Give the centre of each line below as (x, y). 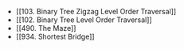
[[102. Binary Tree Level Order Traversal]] (84, 20)
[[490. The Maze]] (46, 28)
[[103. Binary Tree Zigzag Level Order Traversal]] (96, 11)
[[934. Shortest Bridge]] (55, 36)
